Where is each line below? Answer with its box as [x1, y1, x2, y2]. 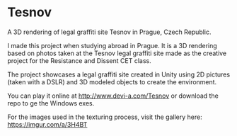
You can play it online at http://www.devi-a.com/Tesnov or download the [7, 91, 219, 100]
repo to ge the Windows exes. [7, 98, 95, 107]
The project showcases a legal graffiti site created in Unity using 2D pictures [7, 70, 231, 79]
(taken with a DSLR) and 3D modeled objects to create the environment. [7, 77, 217, 86]
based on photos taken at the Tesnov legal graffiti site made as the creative [7, 49, 227, 57]
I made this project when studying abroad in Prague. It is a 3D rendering [7, 41, 217, 50]
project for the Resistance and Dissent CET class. [7, 56, 151, 64]
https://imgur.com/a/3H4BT [7, 120, 88, 128]
